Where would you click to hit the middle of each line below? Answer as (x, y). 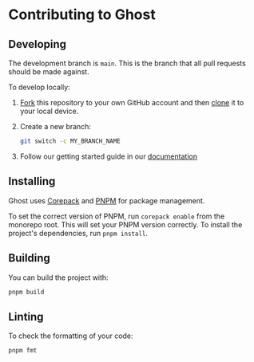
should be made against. (49, 72)
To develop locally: (39, 87)
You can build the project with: (59, 277)
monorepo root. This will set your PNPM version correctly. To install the (125, 224)
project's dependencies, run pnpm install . (78, 233)
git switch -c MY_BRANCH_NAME (70, 141)
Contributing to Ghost (82, 15)
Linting (26, 317)
